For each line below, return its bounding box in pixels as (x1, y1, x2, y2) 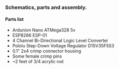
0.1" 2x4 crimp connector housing (12, 48, 81, 54)
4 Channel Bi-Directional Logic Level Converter (12, 37, 109, 43)
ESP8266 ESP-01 (12, 33, 47, 38)
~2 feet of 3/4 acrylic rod (12, 59, 64, 65)
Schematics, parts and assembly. (5, 4, 87, 11)
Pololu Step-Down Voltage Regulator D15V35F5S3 (12, 43, 115, 49)
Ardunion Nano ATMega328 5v (12, 27, 76, 33)
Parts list (5, 16, 24, 22)
